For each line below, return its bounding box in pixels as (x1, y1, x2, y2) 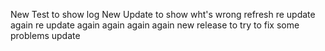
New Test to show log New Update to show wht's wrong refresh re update (10, 9, 316, 20)
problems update (10, 30, 81, 41)
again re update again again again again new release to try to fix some (10, 19, 300, 31)
